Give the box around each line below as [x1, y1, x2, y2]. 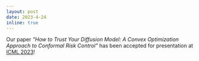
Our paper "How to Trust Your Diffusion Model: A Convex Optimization [6, 36, 179, 43]
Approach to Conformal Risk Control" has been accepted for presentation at [6, 42, 194, 49]
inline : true [6, 20, 39, 25]
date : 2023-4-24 [6, 14, 46, 20]
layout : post [6, 8, 39, 15]
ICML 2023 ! [6, 49, 36, 56]
